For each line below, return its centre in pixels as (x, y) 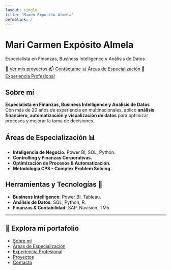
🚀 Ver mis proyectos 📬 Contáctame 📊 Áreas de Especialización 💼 (75, 69)
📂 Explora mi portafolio (42, 228)
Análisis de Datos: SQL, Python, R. (49, 202)
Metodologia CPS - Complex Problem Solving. (62, 168)
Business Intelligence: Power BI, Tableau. (57, 197)
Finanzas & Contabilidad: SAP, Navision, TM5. (62, 207)
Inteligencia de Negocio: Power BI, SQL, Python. (64, 152)
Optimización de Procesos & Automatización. (62, 163)
